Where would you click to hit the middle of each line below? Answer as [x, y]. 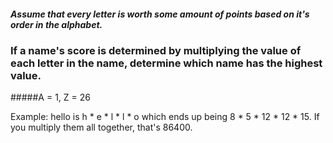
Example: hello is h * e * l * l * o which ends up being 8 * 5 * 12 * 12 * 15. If [165, 117]
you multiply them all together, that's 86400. [101, 127]
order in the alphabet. [56, 24]
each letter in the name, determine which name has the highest [166, 63]
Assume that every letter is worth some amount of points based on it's [160, 14]
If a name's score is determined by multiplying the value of [156, 50]
